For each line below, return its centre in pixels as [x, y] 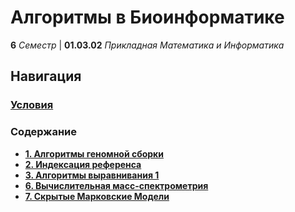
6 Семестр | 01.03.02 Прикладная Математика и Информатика [147, 45]
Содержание [44, 132]
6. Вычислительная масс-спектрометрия [116, 185]
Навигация [46, 76]
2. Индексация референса [83, 164]
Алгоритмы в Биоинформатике [147, 17]
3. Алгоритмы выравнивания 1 [92, 175]
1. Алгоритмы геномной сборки [94, 153]
